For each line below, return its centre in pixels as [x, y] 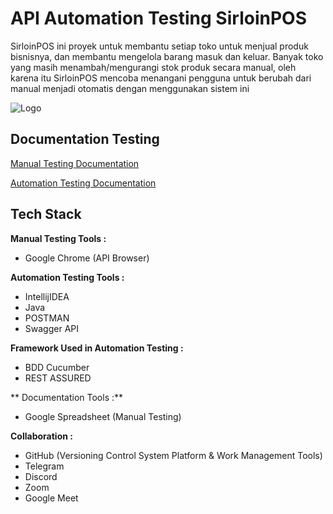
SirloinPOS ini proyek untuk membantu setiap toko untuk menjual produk [159, 46]
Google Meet [51, 498]
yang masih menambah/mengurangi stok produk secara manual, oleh [153, 67]
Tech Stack [46, 214]
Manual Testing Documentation [75, 163]
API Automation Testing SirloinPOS [158, 18]
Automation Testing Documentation [83, 183]
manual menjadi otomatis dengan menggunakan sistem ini [130, 88]
